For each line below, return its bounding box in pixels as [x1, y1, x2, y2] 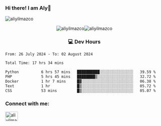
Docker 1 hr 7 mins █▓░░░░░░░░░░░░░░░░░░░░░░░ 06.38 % [5, 79, 156, 84]
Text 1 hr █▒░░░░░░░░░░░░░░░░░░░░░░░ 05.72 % [5, 83, 156, 88]
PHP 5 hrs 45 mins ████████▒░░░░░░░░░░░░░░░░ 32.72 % [5, 74, 156, 79]
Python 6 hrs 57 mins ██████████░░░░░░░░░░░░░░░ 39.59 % [5, 69, 156, 74]
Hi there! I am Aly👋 [5, 4, 52, 11]
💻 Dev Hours [68, 38, 101, 45]
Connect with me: [5, 100, 50, 107]
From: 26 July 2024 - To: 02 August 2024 [5, 51, 93, 56]
